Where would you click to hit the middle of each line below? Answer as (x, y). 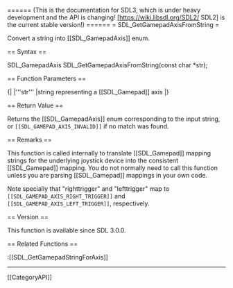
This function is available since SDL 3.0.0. (67, 230)
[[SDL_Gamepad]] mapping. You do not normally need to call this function (113, 168)
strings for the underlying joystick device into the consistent (93, 160)
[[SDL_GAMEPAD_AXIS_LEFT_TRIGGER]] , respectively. (79, 203)
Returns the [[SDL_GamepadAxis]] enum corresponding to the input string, (114, 119)
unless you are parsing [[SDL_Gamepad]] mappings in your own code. (107, 175)
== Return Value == (35, 105)
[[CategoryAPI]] (29, 277)
